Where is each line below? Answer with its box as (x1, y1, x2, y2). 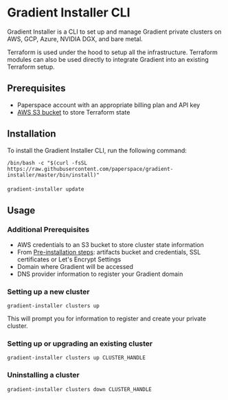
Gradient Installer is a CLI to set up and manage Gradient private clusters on (7, 27, 222, 36)
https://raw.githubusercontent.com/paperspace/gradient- (7, 165, 174, 172)
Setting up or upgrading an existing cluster (7, 339, 153, 349)
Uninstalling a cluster (7, 370, 80, 380)
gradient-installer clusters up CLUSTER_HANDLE (7, 355, 146, 362)
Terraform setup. (7, 62, 55, 71)
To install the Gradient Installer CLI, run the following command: (7, 146, 187, 154)
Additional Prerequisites (7, 225, 90, 235)
